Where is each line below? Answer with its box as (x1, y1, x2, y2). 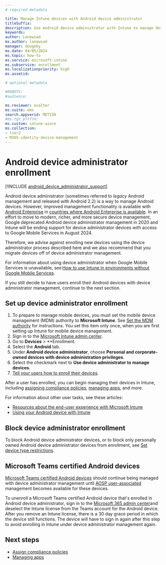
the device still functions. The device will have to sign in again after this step (5, 516, 161, 522)
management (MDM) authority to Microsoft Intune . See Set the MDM (12, 317, 153, 323)
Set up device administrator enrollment (5, 299, 128, 308)
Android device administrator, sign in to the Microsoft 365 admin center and (5, 501, 158, 506)
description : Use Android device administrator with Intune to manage (5, 25, 154, 30)
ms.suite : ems (5, 107, 35, 112)
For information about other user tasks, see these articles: (5, 395, 124, 401)
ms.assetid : (5, 71, 30, 77)
